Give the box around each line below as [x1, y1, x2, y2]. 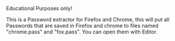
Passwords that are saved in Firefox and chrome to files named [6, 23, 159, 29]
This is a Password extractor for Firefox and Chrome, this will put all [6, 16, 170, 23]
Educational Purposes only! [6, 5, 72, 12]
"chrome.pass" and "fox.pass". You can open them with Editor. [6, 28, 157, 35]
